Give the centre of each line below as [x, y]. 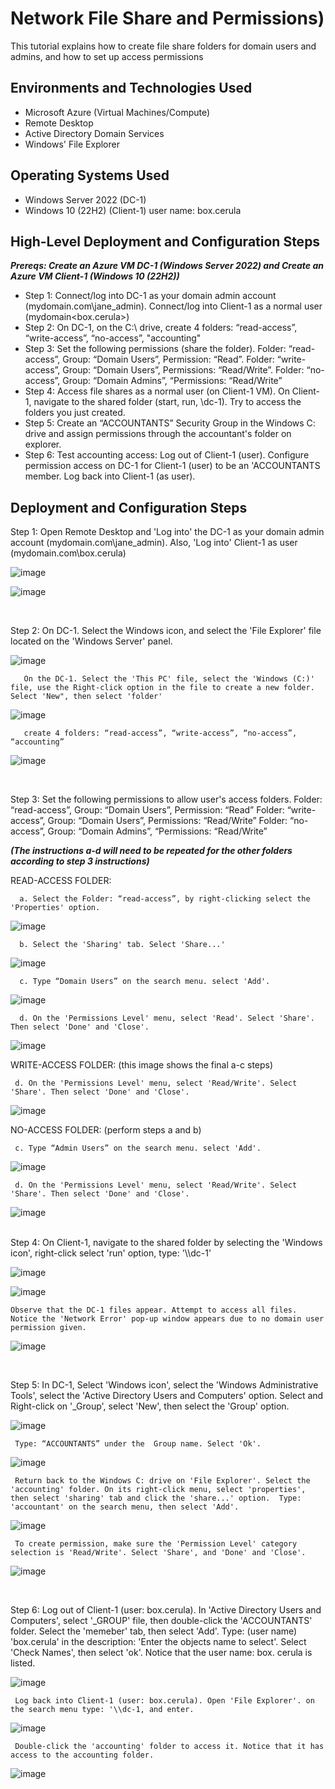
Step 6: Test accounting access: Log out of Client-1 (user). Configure [167, 455]
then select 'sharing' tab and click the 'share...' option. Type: [156, 1498]
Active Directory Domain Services [94, 133]
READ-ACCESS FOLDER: [61, 881]
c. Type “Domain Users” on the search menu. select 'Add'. [145, 982]
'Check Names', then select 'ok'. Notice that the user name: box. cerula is [161, 1653]
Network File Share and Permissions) [167, 18]
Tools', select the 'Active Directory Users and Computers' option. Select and [167, 1396]
